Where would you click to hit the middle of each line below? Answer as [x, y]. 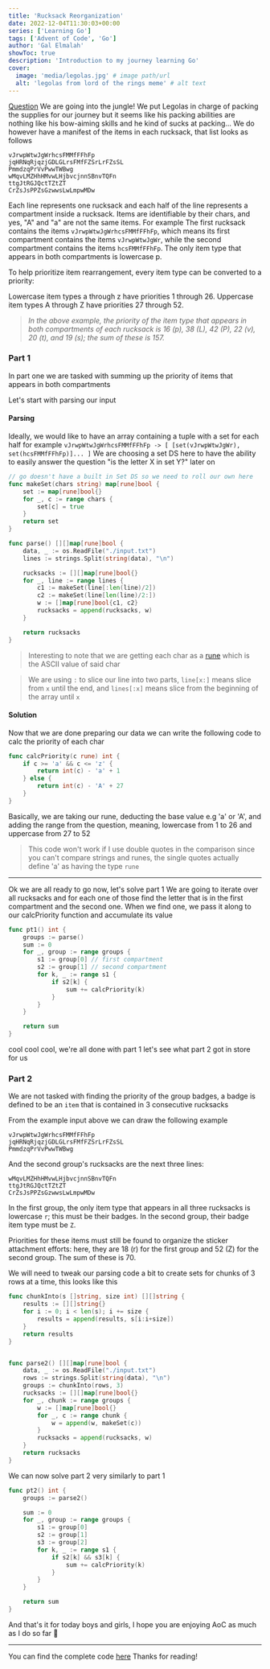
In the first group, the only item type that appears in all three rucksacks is [129, 1208]
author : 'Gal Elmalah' [46, 46]
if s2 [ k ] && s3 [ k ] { [86, 1557]
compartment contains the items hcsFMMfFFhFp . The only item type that [125, 248]
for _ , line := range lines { [74, 580]
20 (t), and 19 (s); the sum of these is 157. [96, 337]
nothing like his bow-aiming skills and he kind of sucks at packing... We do [131, 123]
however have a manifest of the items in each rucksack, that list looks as [129, 132]
